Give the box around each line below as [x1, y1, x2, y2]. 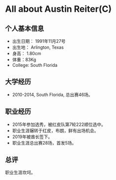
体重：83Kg [12, 57, 36, 62]
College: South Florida [12, 62, 58, 68]
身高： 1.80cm [12, 51, 41, 56]
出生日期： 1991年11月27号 [12, 38, 66, 44]
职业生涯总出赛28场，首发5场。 [12, 140, 77, 146]
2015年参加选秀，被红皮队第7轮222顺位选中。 [12, 121, 106, 127]
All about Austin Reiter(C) [5, 3, 112, 15]
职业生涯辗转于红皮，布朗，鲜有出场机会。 [12, 127, 99, 133]
